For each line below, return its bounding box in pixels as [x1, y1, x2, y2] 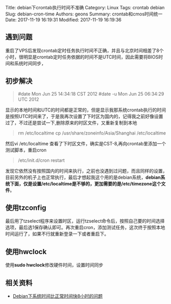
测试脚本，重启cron [5, 147, 47, 153]
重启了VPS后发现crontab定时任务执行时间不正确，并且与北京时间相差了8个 [5, 47, 164, 53]
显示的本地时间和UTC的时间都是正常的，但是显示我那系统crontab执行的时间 [5, 107, 166, 113]
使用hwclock [5, 247, 47, 256]
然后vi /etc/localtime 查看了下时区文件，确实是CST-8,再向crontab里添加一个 [5, 140, 166, 146]
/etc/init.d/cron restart [17, 157, 65, 163]
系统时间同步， [14, 60, 46, 66]
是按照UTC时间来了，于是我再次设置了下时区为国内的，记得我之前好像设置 [5, 113, 163, 119]
